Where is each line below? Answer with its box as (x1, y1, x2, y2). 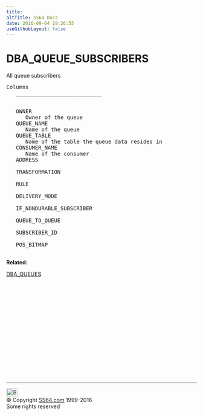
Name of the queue (25, 126, 80, 133)
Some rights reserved (6, 403, 60, 410)
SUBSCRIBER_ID (16, 229, 57, 237)
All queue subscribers (6, 72, 61, 79)
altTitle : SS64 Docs (6, 15, 59, 21)
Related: (6, 259, 28, 266)
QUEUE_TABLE (16, 132, 51, 139)
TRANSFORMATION (16, 169, 61, 176)
